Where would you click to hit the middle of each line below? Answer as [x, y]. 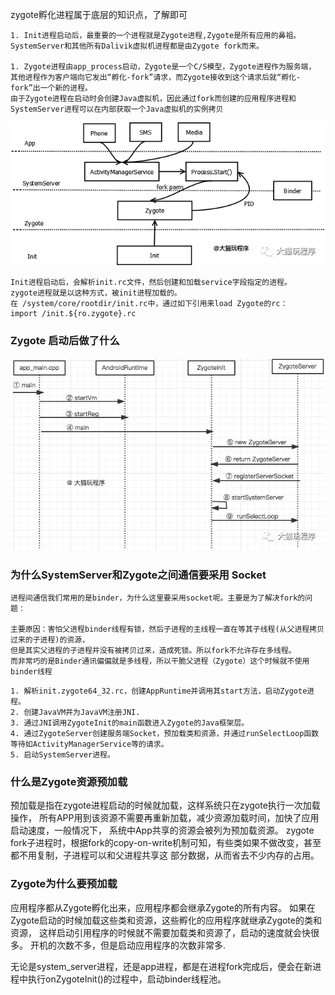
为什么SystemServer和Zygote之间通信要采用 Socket [138, 575]
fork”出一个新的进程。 [51, 88]
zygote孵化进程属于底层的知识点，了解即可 [99, 14]
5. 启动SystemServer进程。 [62, 755]
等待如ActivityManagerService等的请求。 [89, 744]
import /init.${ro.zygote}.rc [73, 314]
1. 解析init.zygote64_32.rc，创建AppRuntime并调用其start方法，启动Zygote [159, 691]
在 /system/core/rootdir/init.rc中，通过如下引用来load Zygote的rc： [149, 304]
